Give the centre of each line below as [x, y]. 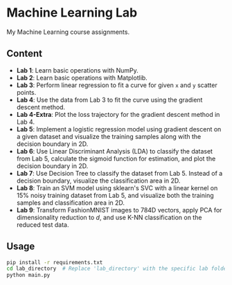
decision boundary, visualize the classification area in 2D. [98, 181]
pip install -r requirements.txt [55, 262]
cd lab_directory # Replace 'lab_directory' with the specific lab [107, 269]
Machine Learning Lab [72, 13]
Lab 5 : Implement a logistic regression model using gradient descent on [119, 129]
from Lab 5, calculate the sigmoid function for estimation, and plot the [116, 158]
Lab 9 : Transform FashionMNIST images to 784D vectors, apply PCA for [119, 210]
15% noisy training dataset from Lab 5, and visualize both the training [115, 195]
